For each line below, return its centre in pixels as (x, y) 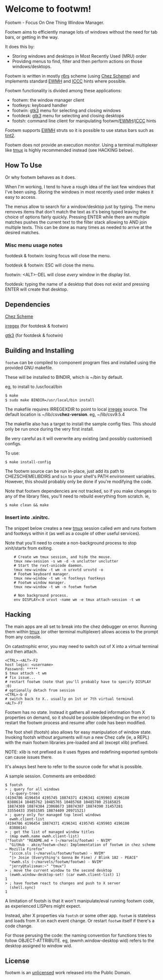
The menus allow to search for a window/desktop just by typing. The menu (80, 207)
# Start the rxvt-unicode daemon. (49, 565)
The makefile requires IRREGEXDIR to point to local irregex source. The (76, 409)
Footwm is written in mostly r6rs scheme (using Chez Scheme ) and (72, 76)
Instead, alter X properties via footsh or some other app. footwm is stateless (80, 915)
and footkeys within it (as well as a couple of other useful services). (73, 533)
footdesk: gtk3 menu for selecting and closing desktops (68, 115)
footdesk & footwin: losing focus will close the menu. (58, 256)
